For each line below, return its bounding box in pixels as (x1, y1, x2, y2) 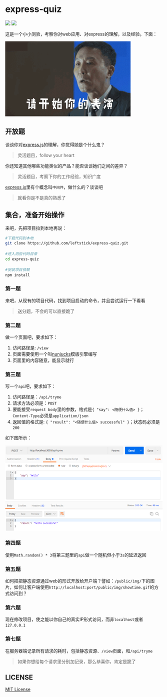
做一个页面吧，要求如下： (5, 334, 58, 340)
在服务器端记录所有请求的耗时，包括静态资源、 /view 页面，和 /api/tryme (5, 647, 153, 653)
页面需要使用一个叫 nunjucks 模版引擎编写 (12, 351, 97, 357)
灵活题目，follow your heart (17, 152, 75, 158)
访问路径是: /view (12, 345, 48, 351)
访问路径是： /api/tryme (12, 394, 61, 400)
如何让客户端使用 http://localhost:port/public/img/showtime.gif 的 (13, 584, 154, 590)
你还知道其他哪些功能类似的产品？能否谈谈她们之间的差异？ (5, 162, 128, 168)
